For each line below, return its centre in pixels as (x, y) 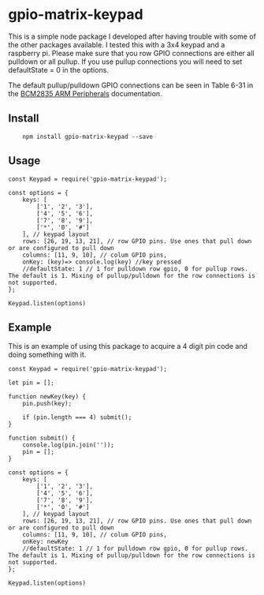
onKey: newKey (45, 542)
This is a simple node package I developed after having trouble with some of (132, 36)
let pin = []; (32, 383)
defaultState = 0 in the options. (58, 69)
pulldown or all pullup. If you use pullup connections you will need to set (125, 62)
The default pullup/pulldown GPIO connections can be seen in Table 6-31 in (131, 85)
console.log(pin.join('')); (68, 445)
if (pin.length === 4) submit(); (77, 417)
